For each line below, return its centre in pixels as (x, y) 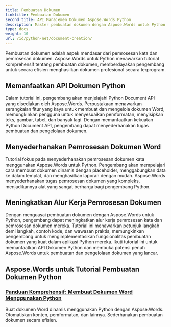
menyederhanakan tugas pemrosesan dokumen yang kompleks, (73, 181)
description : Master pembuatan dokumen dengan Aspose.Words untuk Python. (87, 24)
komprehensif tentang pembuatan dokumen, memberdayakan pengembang (85, 64)
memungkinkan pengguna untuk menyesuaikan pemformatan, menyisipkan (84, 114)
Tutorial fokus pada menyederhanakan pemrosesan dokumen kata (75, 159)
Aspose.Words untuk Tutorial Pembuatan (72, 269)
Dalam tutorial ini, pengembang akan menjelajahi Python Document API (80, 98)
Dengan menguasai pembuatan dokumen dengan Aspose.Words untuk (80, 215)
